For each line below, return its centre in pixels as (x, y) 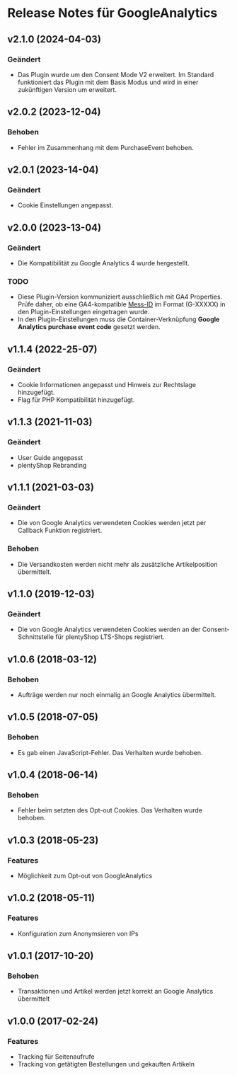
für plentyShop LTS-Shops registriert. (110, 637)
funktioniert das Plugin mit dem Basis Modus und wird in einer (108, 82)
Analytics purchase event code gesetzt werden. (89, 327)
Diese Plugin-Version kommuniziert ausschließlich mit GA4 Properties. (120, 297)
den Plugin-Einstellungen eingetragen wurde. (83, 312)
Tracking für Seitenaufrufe (56, 1057)
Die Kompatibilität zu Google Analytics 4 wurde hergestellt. (103, 263)
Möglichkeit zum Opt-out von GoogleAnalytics (85, 876)
